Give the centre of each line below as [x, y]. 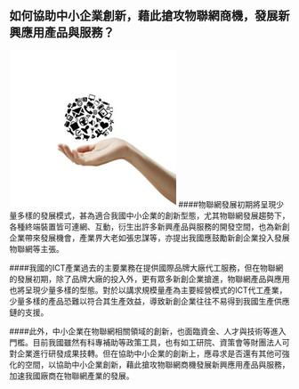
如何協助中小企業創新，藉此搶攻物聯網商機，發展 [144, 16]
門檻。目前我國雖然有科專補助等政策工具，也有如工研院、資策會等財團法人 [145, 342]
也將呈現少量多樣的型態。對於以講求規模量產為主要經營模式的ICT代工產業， [148, 290]
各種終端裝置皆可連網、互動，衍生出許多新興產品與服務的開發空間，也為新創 [149, 226]
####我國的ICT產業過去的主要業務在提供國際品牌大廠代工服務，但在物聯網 [146, 267]
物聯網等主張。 [36, 248]
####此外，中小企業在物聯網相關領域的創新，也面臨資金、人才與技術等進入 [148, 331]
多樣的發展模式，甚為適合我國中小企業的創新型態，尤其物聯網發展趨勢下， [153, 215]
